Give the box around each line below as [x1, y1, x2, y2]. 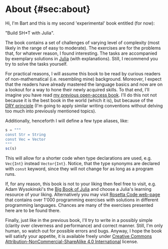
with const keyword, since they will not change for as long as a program [5, 166, 154, 172]
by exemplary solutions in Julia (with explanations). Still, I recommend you [5, 55, 158, 61]
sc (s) [5, 146, 17, 151]
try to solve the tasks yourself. [5, 61, 68, 67]
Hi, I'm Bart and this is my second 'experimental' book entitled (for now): [5, 20, 155, 26]
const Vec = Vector [5, 137, 46, 142]
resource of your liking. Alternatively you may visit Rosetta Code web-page [5, 192, 160, 198]
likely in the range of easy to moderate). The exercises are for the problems [5, 45, 161, 51]
